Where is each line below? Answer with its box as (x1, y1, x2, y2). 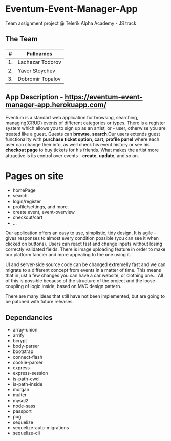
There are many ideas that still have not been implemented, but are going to (5, 293, 165, 299)
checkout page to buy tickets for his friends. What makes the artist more (5, 147, 159, 153)
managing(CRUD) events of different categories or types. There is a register (5, 120, 165, 126)
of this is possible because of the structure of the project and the (5, 277, 142, 284)
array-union (12, 327, 38, 333)
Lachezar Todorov (17, 58, 61, 65)
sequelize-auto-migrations (12, 425, 69, 431)
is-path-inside (12, 381, 43, 387)
